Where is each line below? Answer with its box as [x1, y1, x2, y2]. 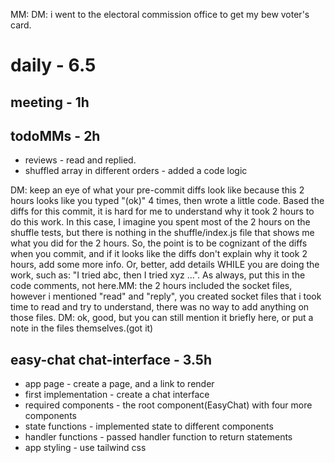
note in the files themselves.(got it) [10, 322, 154, 334]
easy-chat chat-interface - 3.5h [10, 351, 213, 368]
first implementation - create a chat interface [24, 389, 210, 401]
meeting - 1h [10, 94, 90, 111]
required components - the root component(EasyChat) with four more [24, 399, 313, 411]
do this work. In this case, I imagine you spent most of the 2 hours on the [10, 216, 311, 228]
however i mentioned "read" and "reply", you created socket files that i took [10, 290, 322, 303]
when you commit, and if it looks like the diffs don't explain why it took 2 [10, 248, 308, 260]
